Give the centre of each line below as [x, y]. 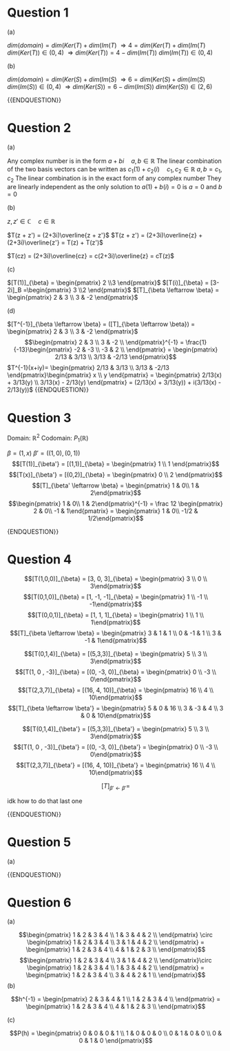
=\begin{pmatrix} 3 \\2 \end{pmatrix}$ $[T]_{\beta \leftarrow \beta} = [121, 290]
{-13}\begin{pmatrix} [43, 349]
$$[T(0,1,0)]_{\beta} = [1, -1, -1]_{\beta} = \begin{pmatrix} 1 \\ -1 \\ [116, 597]
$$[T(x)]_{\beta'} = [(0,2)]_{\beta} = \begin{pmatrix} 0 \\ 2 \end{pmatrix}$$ [116, 474]
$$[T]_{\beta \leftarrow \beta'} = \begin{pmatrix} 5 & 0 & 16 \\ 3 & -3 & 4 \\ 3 [116, 708]
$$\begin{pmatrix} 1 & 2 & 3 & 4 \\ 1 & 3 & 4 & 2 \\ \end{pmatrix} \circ [116, 935]
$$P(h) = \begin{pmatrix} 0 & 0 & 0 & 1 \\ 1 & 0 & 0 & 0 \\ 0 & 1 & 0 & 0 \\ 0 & [116, 1033]
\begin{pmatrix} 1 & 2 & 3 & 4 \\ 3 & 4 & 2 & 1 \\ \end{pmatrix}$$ [116, 975]
